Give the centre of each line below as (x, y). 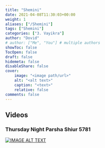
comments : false (22, 94)
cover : (12, 71)
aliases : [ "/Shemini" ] (29, 24)
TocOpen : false (21, 52)
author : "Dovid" (22, 38)
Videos (17, 115)
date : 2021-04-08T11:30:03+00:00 (40, 15)
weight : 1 (16, 19)
